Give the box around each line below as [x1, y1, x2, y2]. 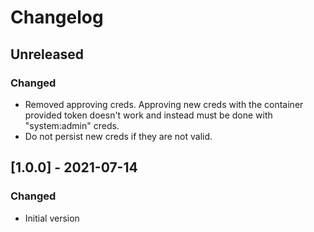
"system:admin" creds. [24, 119, 120, 131]
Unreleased [10, 46, 85, 63]
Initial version [24, 212, 80, 224]
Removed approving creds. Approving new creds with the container [24, 98, 304, 110]
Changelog [10, 6, 104, 29]
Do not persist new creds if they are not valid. [24, 130, 213, 142]
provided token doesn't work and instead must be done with [24, 109, 273, 121]
